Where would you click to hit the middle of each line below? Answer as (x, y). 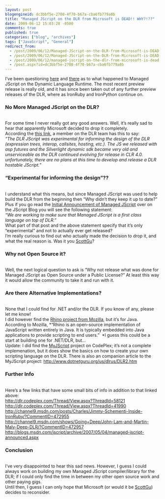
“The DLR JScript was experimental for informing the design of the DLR (77, 139)
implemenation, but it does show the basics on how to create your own (77, 351)
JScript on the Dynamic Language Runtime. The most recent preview (75, 84)
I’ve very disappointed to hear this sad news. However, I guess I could (76, 466)
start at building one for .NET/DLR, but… (45, 340)
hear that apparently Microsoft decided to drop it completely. (67, 128)
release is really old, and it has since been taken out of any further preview (81, 89)
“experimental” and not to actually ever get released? (59, 230)
